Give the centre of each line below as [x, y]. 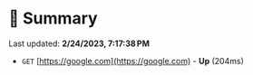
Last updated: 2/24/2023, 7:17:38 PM [79, 43]
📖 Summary [53, 19]
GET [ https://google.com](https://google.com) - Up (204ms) [132, 61]
